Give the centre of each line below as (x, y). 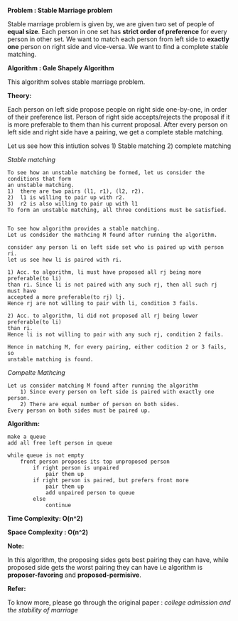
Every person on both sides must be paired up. (79, 410)
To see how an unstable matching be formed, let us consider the (106, 173)
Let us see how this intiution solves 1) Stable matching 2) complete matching (119, 146)
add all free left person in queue (60, 443)
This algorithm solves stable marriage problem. (76, 82)
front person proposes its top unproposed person (95, 462)
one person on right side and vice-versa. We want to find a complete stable (118, 47)
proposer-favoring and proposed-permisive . (75, 575)
